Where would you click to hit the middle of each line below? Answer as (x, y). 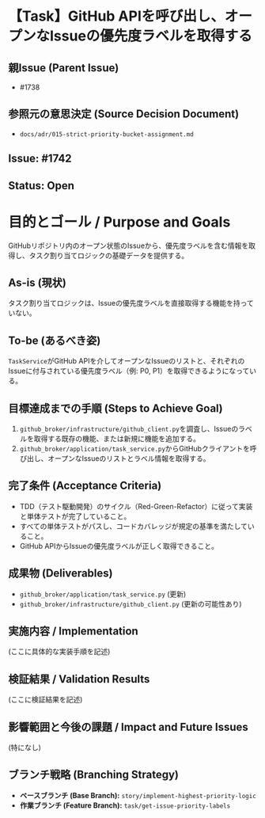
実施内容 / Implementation (73, 631)
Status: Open (42, 186)
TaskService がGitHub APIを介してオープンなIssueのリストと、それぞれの (127, 361)
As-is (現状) (38, 282)
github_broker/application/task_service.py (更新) (103, 594)
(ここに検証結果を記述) (45, 700)
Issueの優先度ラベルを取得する (151, 36)
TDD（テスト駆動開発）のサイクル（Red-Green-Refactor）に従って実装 (136, 506)
